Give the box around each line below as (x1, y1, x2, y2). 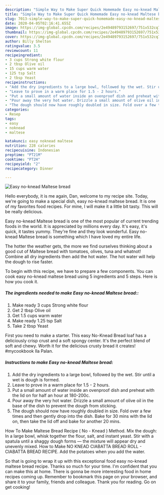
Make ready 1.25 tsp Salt (12, 318, 62, 324)
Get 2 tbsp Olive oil (12, 308, 51, 314)
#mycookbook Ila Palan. (5, 348, 54, 354)
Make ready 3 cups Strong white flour (12, 302, 89, 308)
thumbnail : (5, 30, 27, 35)
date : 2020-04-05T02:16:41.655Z (5, 21, 71, 26)
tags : (5, 116, 16, 121)
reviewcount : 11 (5, 48, 38, 53)
